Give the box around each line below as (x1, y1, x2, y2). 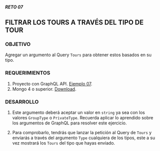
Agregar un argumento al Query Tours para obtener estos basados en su (5, 52, 152, 58)
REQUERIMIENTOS (5, 70, 51, 76)
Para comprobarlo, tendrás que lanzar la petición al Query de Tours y (12, 129, 152, 135)
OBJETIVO (5, 40, 31, 47)
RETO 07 (5, 4, 24, 10)
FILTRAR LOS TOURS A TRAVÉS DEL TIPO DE (5, 18, 144, 27)
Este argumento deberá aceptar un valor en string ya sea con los (12, 109, 145, 115)
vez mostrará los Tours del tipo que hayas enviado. (12, 140, 115, 146)
